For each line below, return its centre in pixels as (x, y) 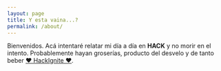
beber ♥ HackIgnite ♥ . (40, 61)
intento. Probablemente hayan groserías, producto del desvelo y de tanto (111, 53)
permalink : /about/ (35, 26)
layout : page (26, 13)
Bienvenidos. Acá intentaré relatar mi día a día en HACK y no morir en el (109, 46)
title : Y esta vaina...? (43, 20)
